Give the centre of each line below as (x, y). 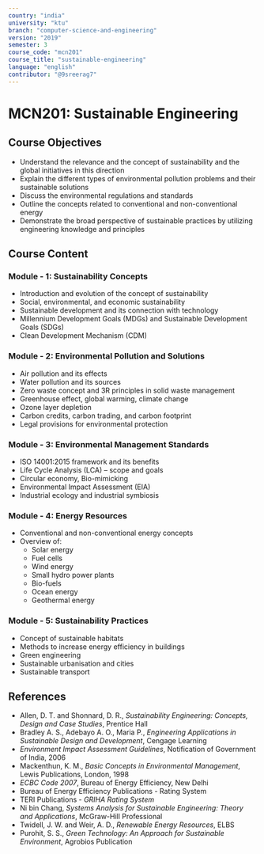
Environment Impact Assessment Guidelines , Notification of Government (138, 750)
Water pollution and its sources (70, 381)
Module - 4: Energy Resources (68, 515)
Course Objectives (55, 143)
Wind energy (52, 567)
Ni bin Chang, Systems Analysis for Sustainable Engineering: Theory (131, 808)
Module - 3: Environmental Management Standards (109, 444)
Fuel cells (47, 558)
